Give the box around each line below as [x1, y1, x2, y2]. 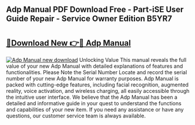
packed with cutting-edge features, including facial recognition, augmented [6, 81, 189, 88]
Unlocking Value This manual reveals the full [79, 57, 187, 63]
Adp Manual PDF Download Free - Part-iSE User [6, 5, 184, 15]
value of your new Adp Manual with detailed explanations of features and [6, 62, 183, 70]
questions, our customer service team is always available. [6, 112, 146, 119]
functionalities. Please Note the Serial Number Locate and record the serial [6, 69, 187, 75]
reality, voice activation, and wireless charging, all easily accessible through [6, 88, 190, 94]
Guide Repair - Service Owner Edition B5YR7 [6, 14, 172, 24]
